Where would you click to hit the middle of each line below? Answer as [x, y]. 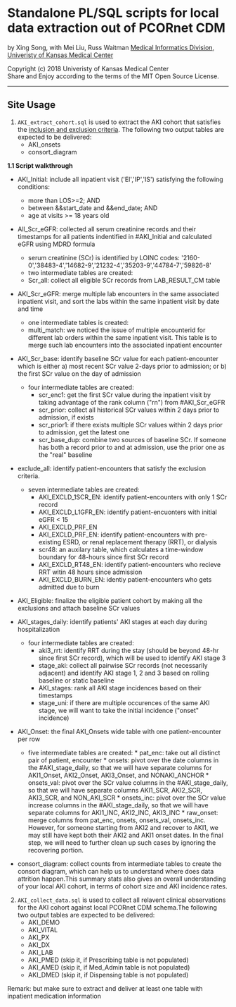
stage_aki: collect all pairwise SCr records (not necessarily [123, 665]
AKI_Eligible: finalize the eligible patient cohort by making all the [110, 600]
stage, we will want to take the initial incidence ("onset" [118, 710]
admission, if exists [66, 417]
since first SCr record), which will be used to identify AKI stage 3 [132, 658]
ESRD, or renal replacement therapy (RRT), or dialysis [140, 542]
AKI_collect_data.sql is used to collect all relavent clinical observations [122, 900]
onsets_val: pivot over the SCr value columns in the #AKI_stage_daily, [128, 782]
